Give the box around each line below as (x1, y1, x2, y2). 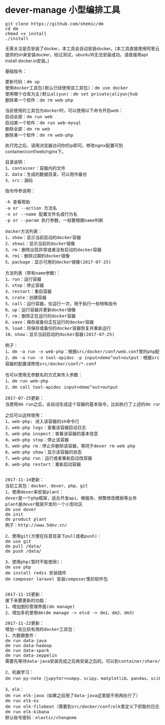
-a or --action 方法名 (5, 205, 57, 211)
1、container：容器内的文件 (5, 165, 66, 171)
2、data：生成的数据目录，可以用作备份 (5, 171, 87, 177)
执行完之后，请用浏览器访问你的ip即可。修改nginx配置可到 (5, 142, 124, 148)
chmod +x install (5, 30, 47, 36)
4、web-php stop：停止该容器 (5, 437, 69, 442)
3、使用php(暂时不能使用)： (5, 559, 64, 565)
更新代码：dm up (5, 79, 40, 84)
